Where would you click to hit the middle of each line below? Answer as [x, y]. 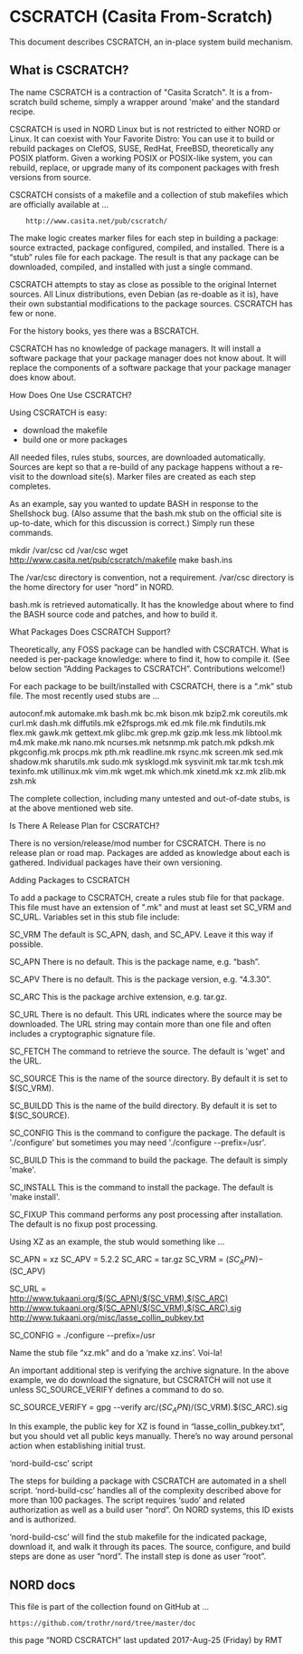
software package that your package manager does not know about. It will [148, 358]
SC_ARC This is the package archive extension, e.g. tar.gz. [118, 997]
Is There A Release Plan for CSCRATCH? [85, 825]
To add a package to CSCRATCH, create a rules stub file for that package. [147, 897]
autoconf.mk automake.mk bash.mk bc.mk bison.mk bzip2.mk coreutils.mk [149, 713]
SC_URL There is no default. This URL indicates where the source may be [146, 1014]
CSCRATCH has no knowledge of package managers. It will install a [135, 348]
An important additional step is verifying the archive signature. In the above [149, 1370]
